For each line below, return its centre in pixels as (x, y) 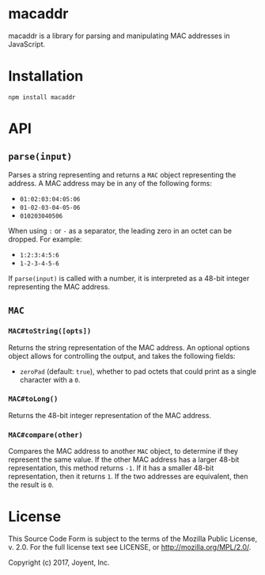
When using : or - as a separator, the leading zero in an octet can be (120, 230)
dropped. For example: (45, 239)
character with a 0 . (50, 379)
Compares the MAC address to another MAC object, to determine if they (123, 451)
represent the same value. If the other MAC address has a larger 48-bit (124, 459)
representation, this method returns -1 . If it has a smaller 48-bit (111, 468)
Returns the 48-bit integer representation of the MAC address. (110, 415)
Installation (46, 76)
